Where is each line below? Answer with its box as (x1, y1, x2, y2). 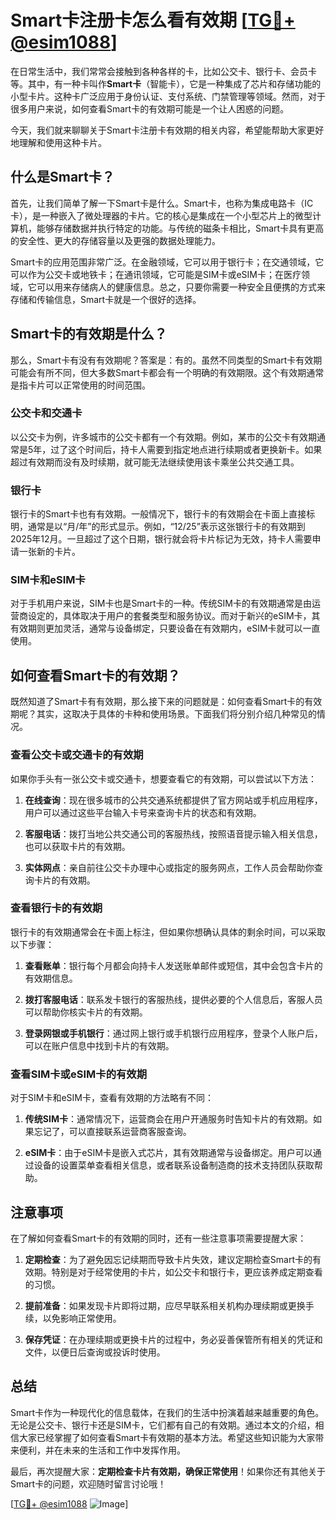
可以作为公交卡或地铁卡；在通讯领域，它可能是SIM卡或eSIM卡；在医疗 (10, 268, 302, 280)
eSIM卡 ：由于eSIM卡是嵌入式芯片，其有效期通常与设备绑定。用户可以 (24, 1147, 313, 1159)
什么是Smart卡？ (10, 169, 115, 186)
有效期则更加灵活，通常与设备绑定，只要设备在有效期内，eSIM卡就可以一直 (10, 622, 321, 635)
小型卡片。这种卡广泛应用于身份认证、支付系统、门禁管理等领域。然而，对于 (10, 90, 326, 102)
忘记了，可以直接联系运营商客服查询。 (33, 1126, 192, 1138)
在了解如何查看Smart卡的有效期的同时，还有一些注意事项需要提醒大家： (10, 1232, 307, 1244)
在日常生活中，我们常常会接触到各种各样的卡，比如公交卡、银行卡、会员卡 (10, 65, 317, 77)
